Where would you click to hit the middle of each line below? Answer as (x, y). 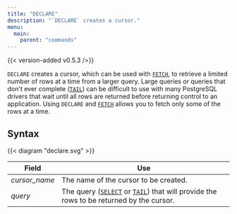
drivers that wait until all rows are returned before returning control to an (113, 97)
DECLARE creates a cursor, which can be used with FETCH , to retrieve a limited (117, 74)
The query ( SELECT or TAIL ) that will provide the (139, 191)
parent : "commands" (49, 40)
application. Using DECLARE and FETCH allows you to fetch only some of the (114, 104)
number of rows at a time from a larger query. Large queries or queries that (116, 81)
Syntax (23, 134)
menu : (15, 27)
